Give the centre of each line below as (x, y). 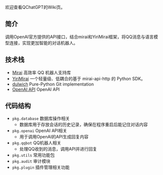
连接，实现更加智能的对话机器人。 (43, 43)
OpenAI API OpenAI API (36, 89)
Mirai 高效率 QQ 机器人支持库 (41, 72)
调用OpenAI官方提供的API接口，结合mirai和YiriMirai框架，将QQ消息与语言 (79, 37)
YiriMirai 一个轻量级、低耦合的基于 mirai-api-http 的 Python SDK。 (79, 78)
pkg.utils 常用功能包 (33, 155)
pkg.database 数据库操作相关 (41, 118)
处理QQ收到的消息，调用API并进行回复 (58, 149)
